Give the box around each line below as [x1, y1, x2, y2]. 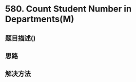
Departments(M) [5, 14, 75, 25]
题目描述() [5, 34, 36, 42]
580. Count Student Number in [5, 3, 132, 14]
